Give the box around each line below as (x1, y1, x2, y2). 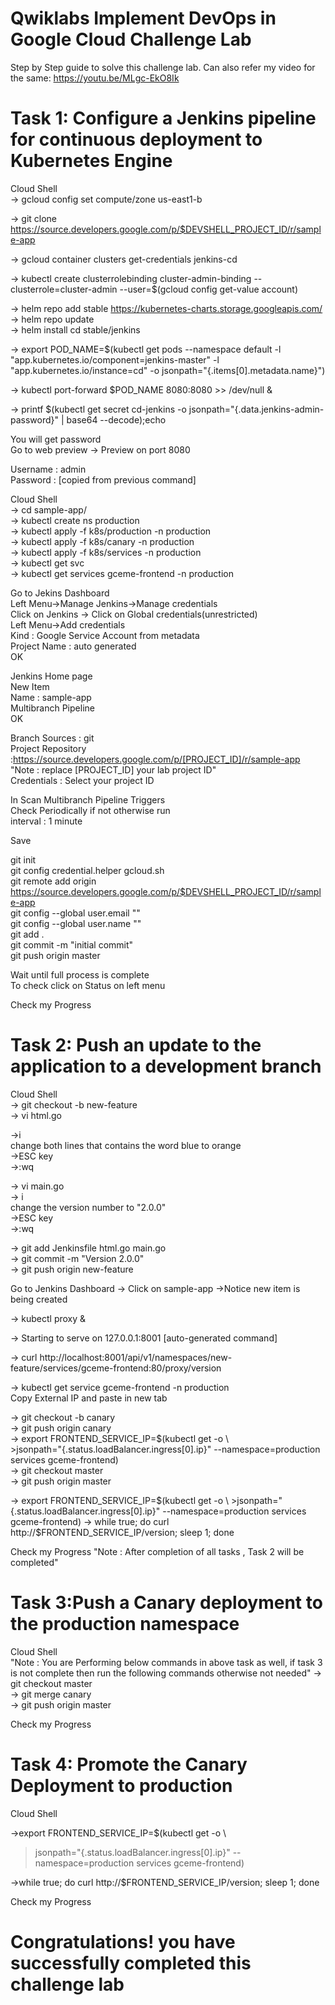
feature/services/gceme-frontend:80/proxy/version (10, 1362, 222, 1374)
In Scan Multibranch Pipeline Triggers (10, 793, 166, 806)
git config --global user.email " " (10, 907, 141, 919)
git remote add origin (10, 875, 97, 887)
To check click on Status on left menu (10, 979, 166, 991)
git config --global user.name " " (10, 917, 142, 929)
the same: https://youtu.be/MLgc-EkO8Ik (10, 72, 180, 84)
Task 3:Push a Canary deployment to (10, 1592, 323, 1614)
